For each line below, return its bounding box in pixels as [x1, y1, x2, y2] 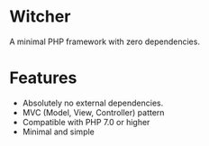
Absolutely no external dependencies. [22, 97, 164, 108]
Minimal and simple [22, 126, 95, 137]
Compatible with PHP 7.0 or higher [22, 116, 150, 127]
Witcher [9, 6, 71, 27]
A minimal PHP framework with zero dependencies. [9, 36, 201, 47]
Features [9, 68, 77, 88]
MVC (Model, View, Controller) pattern [22, 106, 165, 118]
